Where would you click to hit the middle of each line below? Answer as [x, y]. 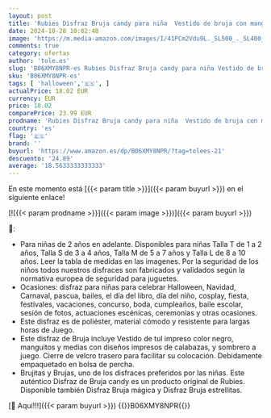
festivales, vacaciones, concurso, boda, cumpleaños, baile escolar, [131, 304]
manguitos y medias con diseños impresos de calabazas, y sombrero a [138, 347]
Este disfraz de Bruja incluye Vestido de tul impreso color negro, [127, 339]
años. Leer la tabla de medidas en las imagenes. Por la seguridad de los [140, 261]
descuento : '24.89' [41, 158]
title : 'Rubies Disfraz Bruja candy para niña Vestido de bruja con [128, 23]
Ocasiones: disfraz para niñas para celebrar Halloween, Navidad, [128, 287]
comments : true [34, 46]
